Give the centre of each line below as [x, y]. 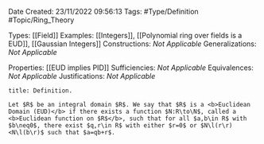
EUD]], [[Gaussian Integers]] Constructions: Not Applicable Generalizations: [132, 44]
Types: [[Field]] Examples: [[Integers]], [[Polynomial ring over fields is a [125, 35]
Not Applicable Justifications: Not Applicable [82, 76]
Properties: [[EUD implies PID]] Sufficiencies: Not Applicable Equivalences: [131, 68]
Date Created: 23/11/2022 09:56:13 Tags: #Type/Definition [103, 12]
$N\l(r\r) [216, 126]
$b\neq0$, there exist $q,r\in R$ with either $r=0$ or [103, 126]
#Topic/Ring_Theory [41, 20]
